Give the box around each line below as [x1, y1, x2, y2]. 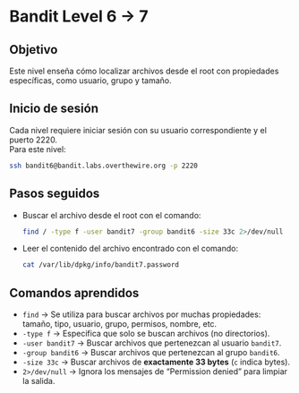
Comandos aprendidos [9, 285, 140, 301]
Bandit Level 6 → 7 [9, 6, 149, 27]
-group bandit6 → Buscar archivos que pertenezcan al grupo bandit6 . [21, 347, 280, 358]
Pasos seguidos [9, 186, 100, 201]
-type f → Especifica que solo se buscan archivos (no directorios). [21, 329, 270, 339]
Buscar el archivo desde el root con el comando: [21, 209, 201, 220]
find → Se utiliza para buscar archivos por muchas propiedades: [21, 309, 261, 320]
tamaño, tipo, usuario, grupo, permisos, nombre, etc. [21, 319, 218, 329]
